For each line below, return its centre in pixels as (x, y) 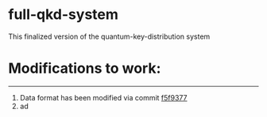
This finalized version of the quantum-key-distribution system (109, 36)
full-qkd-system (64, 15)
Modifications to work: (85, 68)
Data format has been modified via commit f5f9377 (103, 97)
